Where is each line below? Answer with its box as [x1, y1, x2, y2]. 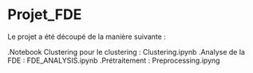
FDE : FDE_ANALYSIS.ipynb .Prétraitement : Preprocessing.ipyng [7, 56, 220, 65]
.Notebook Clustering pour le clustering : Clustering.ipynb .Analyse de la [7, 47, 245, 56]
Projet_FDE [7, 6, 82, 24]
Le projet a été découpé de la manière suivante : [7, 32, 167, 41]
